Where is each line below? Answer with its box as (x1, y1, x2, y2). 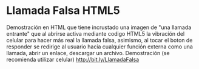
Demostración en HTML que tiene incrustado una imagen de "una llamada (6, 24, 192, 31)
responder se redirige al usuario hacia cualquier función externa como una (6, 43, 193, 50)
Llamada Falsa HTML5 (6, 4, 120, 18)
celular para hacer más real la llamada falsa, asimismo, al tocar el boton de (6, 36, 193, 44)
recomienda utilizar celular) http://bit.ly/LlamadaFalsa (6, 56, 140, 63)
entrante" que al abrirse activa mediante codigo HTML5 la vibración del (6, 30, 185, 37)
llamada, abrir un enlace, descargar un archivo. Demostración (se (6, 49, 170, 56)
